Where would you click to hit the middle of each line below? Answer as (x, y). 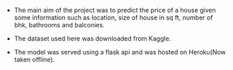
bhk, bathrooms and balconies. (59, 25)
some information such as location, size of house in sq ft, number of (113, 17)
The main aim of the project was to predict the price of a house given (115, 10)
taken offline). (34, 59)
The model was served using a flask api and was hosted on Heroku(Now (120, 52)
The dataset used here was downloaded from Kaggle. (92, 38)
